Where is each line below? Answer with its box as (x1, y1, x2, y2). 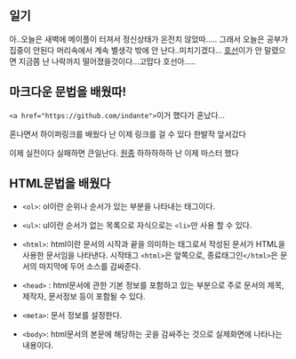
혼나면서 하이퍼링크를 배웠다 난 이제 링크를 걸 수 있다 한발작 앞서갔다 (9, 128, 246, 140)
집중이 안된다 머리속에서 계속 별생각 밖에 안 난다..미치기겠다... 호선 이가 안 (9, 44, 262, 55)
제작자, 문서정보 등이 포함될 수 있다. (21, 291, 146, 302)
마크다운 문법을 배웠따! (9, 84, 127, 100)
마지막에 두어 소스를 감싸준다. (38, 261, 141, 272)
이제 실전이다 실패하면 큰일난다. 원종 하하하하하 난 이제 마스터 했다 (9, 148, 240, 158)
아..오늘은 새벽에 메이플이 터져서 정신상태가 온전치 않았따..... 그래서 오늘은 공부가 (9, 34, 289, 44)
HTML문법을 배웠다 (9, 176, 111, 191)
